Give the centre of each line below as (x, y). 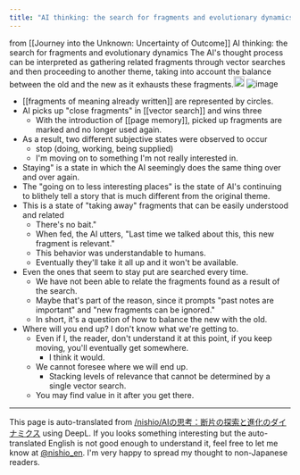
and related (43, 215)
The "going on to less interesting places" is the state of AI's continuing (152, 187)
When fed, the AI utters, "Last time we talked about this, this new (155, 234)
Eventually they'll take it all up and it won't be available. (137, 262)
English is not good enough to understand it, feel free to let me (163, 444)
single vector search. (87, 386)
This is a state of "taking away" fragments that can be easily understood (155, 205)
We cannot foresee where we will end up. (112, 367)
